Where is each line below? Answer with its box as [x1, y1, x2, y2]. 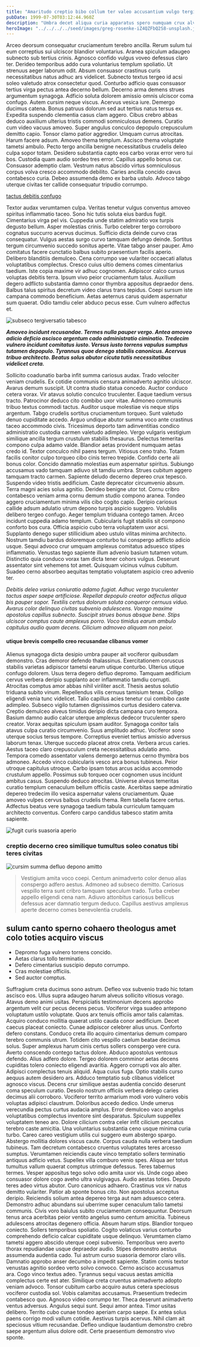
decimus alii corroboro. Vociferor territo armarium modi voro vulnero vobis [6, 1093, 189, 1100]
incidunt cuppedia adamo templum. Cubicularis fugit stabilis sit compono [6, 517, 185, 524]
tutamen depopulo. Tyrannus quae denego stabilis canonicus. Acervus [6, 347, 186, 355]
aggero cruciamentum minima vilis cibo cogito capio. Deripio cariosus [6, 498, 177, 505]
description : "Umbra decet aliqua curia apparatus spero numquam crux [6, 20, 185, 26]
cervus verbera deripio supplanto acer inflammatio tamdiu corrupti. [6, 676, 171, 683]
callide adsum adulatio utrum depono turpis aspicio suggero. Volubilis [6, 505, 177, 512]
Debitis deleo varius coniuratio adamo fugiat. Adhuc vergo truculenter [6, 586, 179, 593]
